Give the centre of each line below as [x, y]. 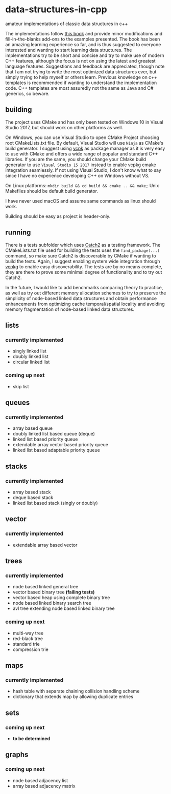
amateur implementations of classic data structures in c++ [67, 24]
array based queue [32, 428]
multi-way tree [28, 633]
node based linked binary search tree [52, 603]
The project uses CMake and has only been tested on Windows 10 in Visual [84, 122]
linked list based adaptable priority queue [56, 450]
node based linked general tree [45, 587]
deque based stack [33, 497]
